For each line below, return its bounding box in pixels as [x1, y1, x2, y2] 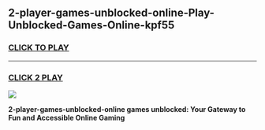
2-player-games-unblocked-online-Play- [8, 6, 215, 20]
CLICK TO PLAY [8, 43, 69, 54]
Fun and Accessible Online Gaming [8, 113, 125, 122]
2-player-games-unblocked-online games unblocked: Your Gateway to [8, 104, 246, 113]
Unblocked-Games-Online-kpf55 [8, 19, 175, 32]
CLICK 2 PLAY [8, 72, 63, 83]
